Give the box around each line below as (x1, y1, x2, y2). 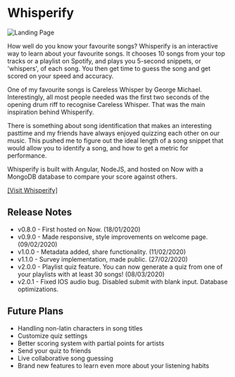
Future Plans (7, 305, 64, 317)
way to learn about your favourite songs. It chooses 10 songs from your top (7, 49, 225, 58)
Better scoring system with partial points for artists (17, 339, 165, 347)
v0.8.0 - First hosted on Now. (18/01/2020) (17, 225, 141, 234)
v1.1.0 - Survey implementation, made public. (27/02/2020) (17, 255, 189, 263)
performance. (7, 151, 47, 160)
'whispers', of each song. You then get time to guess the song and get (7, 64, 211, 72)
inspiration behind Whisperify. (7, 108, 94, 116)
